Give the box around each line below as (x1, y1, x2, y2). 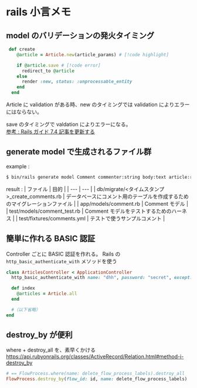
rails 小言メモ (6, 5, 72, 19)
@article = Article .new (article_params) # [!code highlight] (16, 52, 169, 57)
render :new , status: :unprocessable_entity (21, 79, 133, 85)
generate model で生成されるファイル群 (6, 147, 152, 157)
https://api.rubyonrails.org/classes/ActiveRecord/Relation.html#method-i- (6, 353, 184, 360)
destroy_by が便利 (6, 330, 73, 340)
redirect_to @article (21, 68, 75, 74)
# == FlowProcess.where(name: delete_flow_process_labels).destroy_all (6, 370, 185, 377)
